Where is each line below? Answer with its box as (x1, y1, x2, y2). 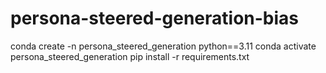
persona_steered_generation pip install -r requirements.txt (10, 50, 250, 62)
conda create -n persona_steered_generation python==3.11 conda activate (10, 40, 317, 52)
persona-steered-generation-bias (10, 7, 300, 30)
